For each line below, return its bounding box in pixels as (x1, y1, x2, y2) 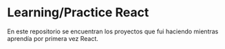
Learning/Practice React (7, 5, 149, 20)
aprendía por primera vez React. (7, 34, 98, 42)
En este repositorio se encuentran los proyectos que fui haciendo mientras (7, 27, 219, 35)
